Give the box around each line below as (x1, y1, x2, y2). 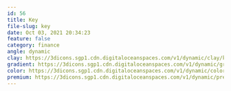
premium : (7, 73, 32, 81)
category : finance (7, 42, 60, 49)
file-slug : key (7, 23, 51, 29)
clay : (7, 55, 23, 62)
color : (7, 67, 26, 74)
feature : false (7, 36, 51, 42)
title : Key (7, 16, 38, 23)
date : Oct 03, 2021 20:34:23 (7, 29, 91, 36)
